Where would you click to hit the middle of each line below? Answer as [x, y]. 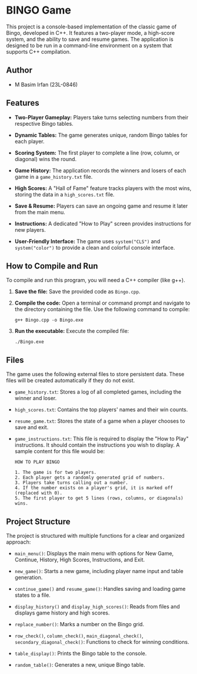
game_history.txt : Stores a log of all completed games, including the [98, 392]
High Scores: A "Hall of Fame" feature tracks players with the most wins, [103, 188]
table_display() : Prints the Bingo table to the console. [81, 653]
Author [19, 71]
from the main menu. [40, 212]
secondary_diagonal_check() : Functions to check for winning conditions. [102, 642]
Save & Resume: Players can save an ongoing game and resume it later [101, 206]
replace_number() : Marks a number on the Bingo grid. [79, 624]
